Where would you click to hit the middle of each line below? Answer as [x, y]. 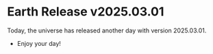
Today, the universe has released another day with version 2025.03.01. [107, 30]
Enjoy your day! [39, 43]
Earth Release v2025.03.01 [86, 12]
